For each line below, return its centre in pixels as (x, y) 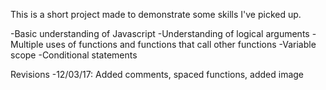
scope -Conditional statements (74, 55)
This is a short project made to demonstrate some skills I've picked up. (156, 14)
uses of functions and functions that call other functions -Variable (181, 44)
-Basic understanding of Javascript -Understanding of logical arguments (160, 33)
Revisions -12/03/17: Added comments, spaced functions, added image (157, 74)
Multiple (27, 44)
